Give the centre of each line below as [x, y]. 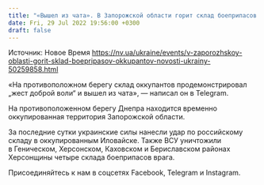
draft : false [30, 30]
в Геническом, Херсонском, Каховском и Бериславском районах [119, 149]
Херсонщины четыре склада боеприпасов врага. [92, 157]
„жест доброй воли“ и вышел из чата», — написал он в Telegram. [119, 93]
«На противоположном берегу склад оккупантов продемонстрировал [128, 85]
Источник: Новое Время [49, 53]
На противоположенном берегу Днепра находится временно [113, 108]
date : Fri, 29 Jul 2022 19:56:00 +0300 [74, 23]
